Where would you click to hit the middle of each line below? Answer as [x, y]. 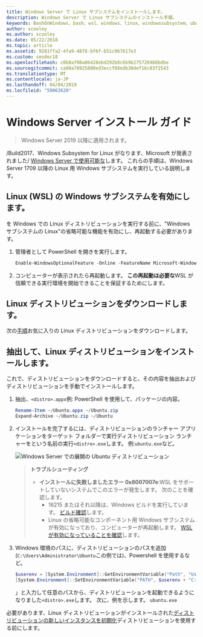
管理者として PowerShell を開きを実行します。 [72, 251]
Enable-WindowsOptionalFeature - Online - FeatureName [83, 263]
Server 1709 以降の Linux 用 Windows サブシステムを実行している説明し [96, 168]
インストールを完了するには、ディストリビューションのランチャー [97, 428]
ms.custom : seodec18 [32, 57]
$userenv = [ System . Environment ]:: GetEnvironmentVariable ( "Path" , [100, 574]
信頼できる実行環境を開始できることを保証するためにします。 [91, 283]
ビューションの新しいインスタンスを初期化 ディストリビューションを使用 [101, 620]
